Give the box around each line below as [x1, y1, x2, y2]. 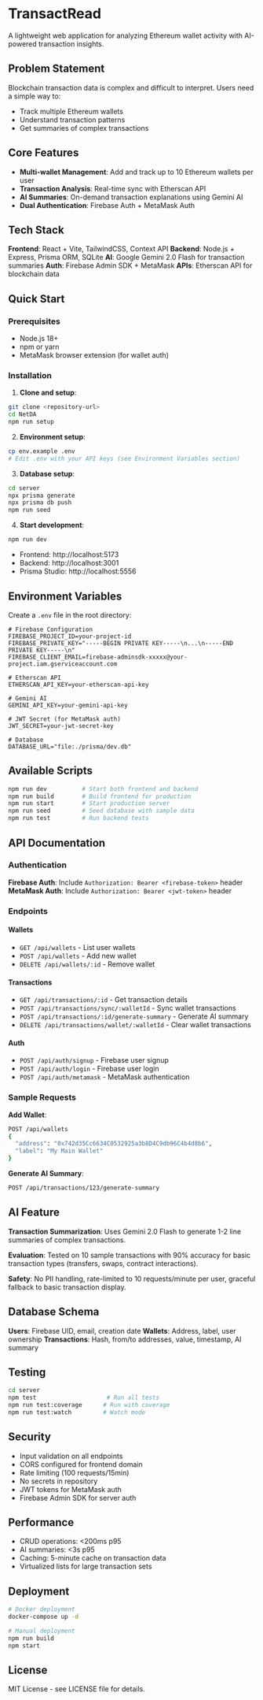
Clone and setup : [19, 388, 77, 398]
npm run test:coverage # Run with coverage [8, 1401, 170, 1409]
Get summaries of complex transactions [19, 123, 149, 132]
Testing [8, 1365, 46, 1379]
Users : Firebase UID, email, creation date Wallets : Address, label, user [8, 1326, 237, 1335]
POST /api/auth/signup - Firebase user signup [19, 1056, 169, 1065]
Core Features [8, 147, 79, 160]
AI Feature [8, 1206, 60, 1219]
